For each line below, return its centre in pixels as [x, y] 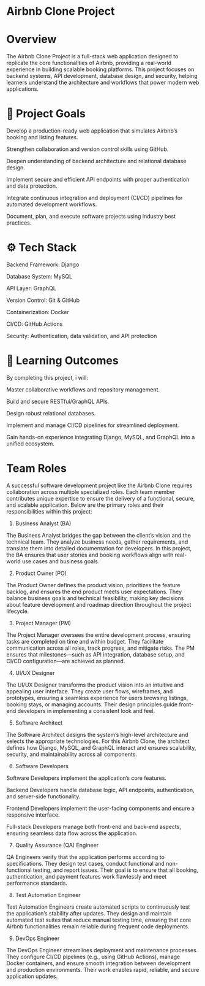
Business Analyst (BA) [43, 523]
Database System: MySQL [39, 276]
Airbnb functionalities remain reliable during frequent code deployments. [98, 926]
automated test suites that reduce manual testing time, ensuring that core [99, 920]
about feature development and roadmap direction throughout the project [99, 604]
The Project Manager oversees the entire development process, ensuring [99, 635]
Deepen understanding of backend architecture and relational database [96, 161]
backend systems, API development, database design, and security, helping [102, 76]
